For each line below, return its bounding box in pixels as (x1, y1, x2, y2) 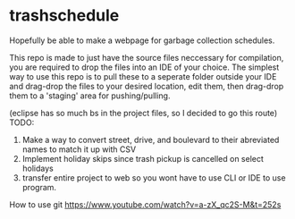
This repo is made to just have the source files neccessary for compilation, (9, 52, 284, 63)
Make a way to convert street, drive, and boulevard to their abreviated (21, 134, 280, 145)
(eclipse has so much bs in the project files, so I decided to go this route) (9, 107, 278, 118)
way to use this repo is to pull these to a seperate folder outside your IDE (9, 71, 277, 81)
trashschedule (9, 5, 120, 26)
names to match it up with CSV (21, 144, 137, 155)
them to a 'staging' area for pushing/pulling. (9, 90, 171, 101)
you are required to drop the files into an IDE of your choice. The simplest (9, 62, 280, 72)
